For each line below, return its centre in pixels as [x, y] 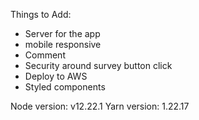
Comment [45, 55]
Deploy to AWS [56, 76]
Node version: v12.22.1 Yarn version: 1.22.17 [100, 106]
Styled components [65, 87]
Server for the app [62, 33]
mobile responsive [63, 44]
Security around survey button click [98, 65]
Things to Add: [41, 14]
